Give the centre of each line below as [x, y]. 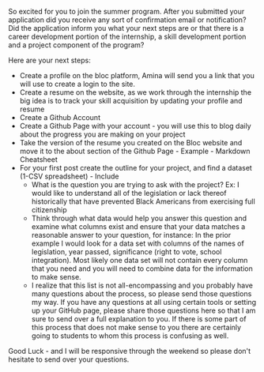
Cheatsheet [38, 160]
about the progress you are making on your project [102, 134]
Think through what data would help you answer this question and [139, 218]
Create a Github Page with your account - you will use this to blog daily [135, 126]
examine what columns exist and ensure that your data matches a [138, 227]
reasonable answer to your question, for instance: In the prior [131, 235]
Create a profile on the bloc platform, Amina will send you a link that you [137, 75]
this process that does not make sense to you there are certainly [136, 327]
